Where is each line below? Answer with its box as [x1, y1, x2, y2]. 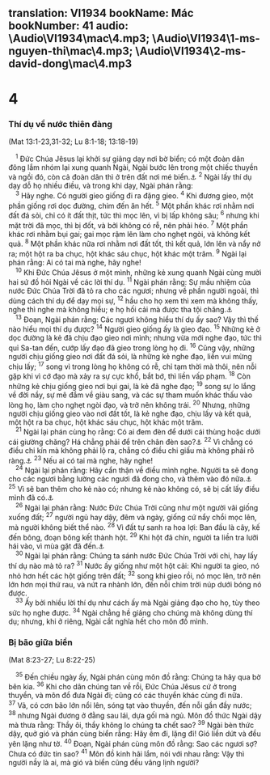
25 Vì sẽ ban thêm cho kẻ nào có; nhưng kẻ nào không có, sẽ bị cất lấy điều [8, 483, 260, 493]
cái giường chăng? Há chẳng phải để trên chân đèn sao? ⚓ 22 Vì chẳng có [8, 436, 253, 447]
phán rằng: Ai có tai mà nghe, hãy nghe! [8, 258, 141, 268]
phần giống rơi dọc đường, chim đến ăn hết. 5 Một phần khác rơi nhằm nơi [8, 199, 255, 210]
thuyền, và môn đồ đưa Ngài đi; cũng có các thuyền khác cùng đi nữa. [8, 691, 243, 701]
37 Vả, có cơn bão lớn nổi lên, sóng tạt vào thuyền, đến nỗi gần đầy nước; [8, 699, 252, 710]
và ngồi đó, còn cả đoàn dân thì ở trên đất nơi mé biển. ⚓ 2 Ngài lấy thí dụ [8, 171, 252, 182]
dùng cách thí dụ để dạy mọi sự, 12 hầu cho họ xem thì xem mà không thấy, [8, 294, 259, 306]
